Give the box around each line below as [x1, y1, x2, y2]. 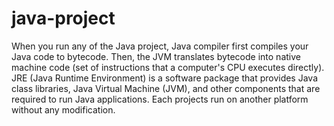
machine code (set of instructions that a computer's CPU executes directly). [11, 61, 325, 73]
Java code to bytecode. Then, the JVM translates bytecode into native [11, 50, 301, 62]
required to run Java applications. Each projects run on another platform [11, 93, 309, 105]
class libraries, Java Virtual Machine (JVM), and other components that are [11, 82, 321, 94]
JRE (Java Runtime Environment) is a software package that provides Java [11, 72, 319, 84]
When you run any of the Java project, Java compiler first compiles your [11, 40, 309, 52]
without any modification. [11, 103, 116, 116]
